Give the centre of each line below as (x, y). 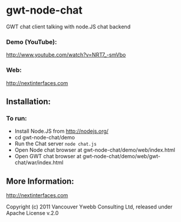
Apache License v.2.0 (32, 213)
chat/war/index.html (39, 162)
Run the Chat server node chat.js (56, 144)
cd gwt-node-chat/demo (45, 138)
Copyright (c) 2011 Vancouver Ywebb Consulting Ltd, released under (89, 207)
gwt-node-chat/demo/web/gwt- (121, 156)
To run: (17, 118)
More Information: (40, 181)
